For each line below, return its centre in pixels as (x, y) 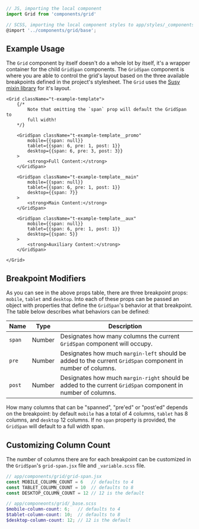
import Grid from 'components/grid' (51, 14)
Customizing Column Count (58, 445)
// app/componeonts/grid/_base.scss (51, 504)
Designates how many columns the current (120, 337)
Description (125, 327)
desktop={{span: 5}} (53, 235)
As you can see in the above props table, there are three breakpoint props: (97, 293)
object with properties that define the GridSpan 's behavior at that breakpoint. (99, 305)
